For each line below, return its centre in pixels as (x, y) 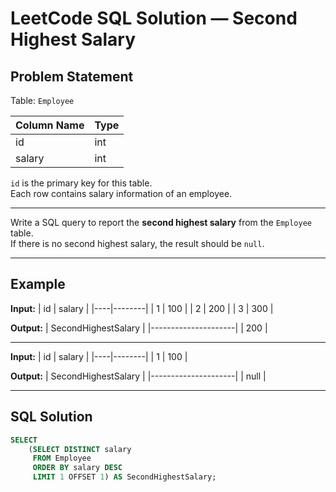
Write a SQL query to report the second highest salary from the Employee (161, 222)
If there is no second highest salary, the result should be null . (137, 243)
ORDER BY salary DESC (77, 468)
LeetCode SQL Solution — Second (154, 18)
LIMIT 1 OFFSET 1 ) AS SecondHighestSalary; (124, 477)
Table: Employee (42, 100)
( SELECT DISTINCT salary (80, 449)
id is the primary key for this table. (81, 183)
